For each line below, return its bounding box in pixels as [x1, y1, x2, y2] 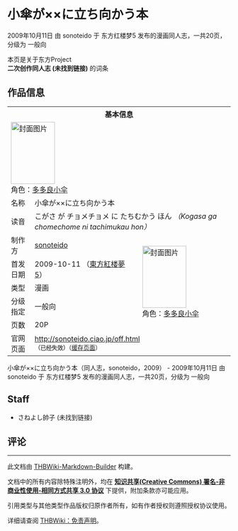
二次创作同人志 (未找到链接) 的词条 [7, 64, 108, 72]
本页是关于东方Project [7, 55, 72, 64]
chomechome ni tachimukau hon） [34, 222, 151, 232]
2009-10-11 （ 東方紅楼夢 [34, 259, 125, 269]
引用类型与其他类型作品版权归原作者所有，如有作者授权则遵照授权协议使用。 [7, 501, 231, 510]
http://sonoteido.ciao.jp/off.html [34, 334, 140, 344]
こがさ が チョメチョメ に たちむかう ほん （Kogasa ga [34, 211, 217, 221]
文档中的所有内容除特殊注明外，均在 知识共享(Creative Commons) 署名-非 [7, 477, 225, 486]
